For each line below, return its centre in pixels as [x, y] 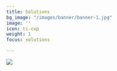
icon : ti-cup [23, 29]
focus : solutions [28, 40]
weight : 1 [19, 34]
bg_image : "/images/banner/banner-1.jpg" [59, 17]
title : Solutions [28, 12]
